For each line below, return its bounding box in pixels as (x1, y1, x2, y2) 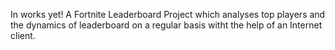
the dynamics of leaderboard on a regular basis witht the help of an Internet (10, 19, 323, 31)
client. (10, 30, 36, 41)
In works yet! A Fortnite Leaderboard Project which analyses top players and (10, 9, 326, 20)
